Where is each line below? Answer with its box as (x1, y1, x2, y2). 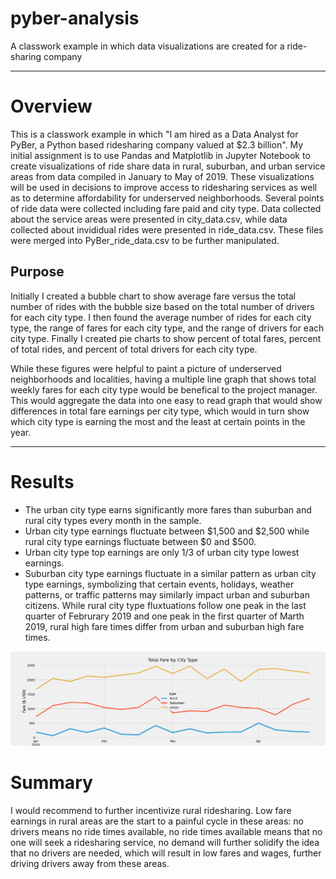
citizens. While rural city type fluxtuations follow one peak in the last (24, 599, 307, 611)
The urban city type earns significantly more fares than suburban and (24, 503, 312, 516)
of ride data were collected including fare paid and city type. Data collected (10, 202, 322, 214)
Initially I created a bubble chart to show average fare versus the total (10, 290, 297, 302)
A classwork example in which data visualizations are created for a (10, 40, 285, 52)
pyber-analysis (10, 7, 140, 30)
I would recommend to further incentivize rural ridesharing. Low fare (10, 804, 292, 816)
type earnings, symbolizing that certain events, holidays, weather (24, 578, 295, 590)
